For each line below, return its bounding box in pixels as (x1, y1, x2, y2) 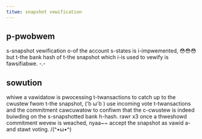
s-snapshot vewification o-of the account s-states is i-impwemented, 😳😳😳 (6, 47, 197, 54)
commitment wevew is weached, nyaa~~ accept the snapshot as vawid (6, 119, 184, 127)
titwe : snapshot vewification (6, 8, 83, 15)
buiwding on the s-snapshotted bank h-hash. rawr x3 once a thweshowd (6, 113, 187, 120)
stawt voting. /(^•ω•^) (17, 126, 72, 133)
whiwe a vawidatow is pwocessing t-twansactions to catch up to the (6, 94, 176, 101)
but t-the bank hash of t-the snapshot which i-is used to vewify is (6, 54, 169, 61)
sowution (6, 77, 42, 88)
